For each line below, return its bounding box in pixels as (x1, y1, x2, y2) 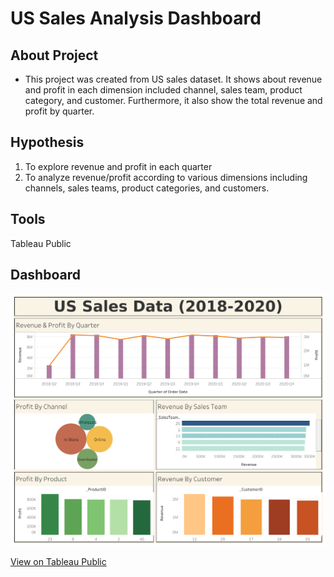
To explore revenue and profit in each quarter (24, 160, 213, 172)
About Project (10, 47, 99, 64)
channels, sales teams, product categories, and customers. (24, 182, 270, 194)
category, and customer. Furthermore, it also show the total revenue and (24, 95, 323, 106)
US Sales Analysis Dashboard (10, 7, 262, 30)
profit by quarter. (24, 105, 95, 117)
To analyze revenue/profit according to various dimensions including (24, 171, 308, 183)
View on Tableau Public (10, 555, 107, 567)
